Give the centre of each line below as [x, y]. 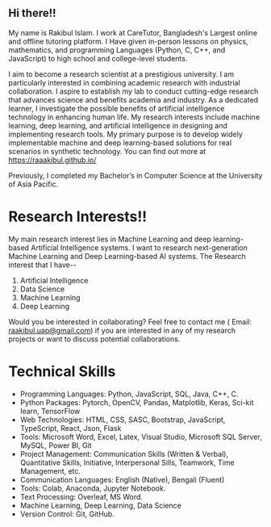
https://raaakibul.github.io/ [52, 160]
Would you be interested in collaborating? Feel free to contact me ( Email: [130, 321]
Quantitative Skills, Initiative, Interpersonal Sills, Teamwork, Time [127, 462]
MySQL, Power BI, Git [56, 445]
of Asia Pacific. [33, 184]
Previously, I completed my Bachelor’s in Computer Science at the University [135, 175]
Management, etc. [50, 471]
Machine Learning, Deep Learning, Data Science [100, 505]
